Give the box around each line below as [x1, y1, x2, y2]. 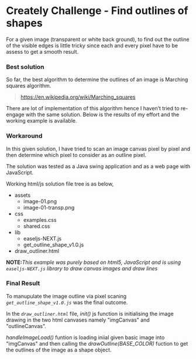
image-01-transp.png [23, 204, 75, 211]
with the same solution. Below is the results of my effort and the [25, 111, 180, 118]
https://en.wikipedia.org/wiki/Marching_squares [20, 93, 136, 100]
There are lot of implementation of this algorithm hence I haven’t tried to [6, 105, 180, 112]
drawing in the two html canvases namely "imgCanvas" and [6, 316, 150, 323]
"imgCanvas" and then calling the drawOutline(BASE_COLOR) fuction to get [6, 340, 188, 347]
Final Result [6, 279, 40, 287]
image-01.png [23, 197, 57, 205]
